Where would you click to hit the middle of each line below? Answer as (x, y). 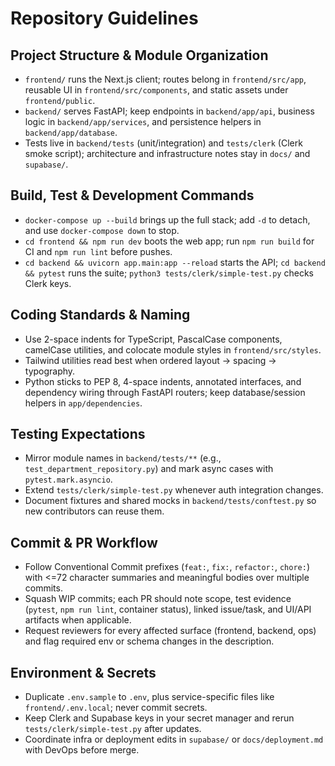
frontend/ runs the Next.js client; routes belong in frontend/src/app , (165, 79)
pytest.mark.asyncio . (68, 479)
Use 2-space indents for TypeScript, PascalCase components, (153, 339)
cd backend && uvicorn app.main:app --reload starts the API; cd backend (175, 262)
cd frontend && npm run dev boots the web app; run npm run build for (169, 241)
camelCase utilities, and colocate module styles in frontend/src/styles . (173, 349)
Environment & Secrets (83, 672)
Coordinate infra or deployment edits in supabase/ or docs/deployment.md (174, 739)
